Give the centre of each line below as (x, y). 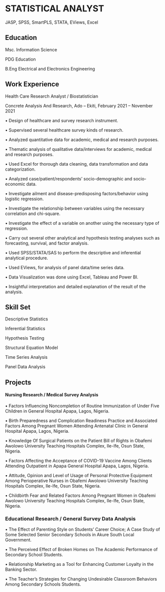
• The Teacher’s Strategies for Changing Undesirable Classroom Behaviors (81, 579)
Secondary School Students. (34, 555)
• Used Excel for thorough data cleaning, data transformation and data (77, 164)
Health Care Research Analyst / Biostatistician (52, 96)
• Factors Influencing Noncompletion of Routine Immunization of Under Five (82, 406)
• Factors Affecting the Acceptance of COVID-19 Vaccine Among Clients (79, 460)
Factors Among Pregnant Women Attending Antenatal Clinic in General (77, 426)
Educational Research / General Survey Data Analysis (70, 519)
